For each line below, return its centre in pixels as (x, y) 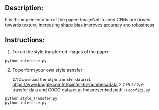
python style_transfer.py (31, 98)
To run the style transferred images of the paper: (61, 52)
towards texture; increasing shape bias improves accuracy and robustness (80, 25)
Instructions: (25, 40)
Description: (24, 8)
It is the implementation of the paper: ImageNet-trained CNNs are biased (78, 19)
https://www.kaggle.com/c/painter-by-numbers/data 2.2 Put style (78, 84)
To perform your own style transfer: (48, 70)
